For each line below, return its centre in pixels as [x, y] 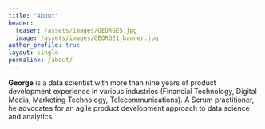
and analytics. [31, 116]
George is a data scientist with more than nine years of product [113, 82]
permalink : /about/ [41, 61]
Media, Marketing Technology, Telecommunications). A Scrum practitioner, [131, 100]
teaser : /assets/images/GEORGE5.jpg [76, 30]
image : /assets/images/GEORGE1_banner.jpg [87, 38]
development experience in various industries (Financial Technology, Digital [132, 91]
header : [21, 23]
